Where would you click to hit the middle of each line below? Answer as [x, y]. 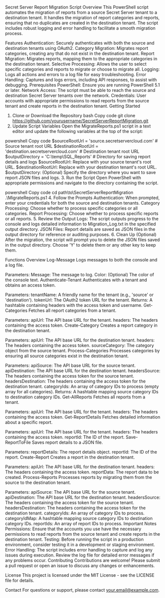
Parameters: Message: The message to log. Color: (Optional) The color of [80, 275]
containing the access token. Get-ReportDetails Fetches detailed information [83, 417]
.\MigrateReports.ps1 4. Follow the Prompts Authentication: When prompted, [82, 198]
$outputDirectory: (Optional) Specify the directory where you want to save [81, 172]
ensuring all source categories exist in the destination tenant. [67, 356]
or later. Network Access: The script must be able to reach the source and [80, 90]
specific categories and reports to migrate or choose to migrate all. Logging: [82, 69]
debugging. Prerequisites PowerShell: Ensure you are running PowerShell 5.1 [82, 85]
